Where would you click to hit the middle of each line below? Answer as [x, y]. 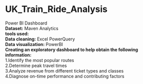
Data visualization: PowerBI [34, 44]
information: [18, 55]
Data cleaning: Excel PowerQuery [40, 39]
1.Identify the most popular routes [40, 60]
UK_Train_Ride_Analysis [56, 9]
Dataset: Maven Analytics [32, 28]
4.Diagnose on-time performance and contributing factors [65, 76]
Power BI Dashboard [26, 23]
